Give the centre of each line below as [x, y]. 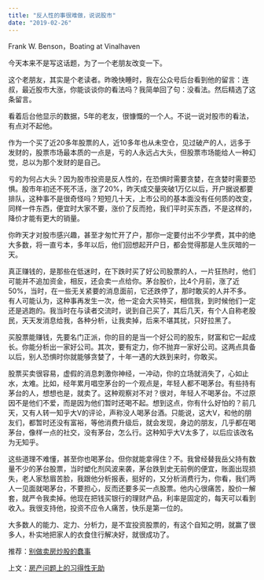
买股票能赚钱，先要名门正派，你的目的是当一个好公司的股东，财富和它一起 [128, 337]
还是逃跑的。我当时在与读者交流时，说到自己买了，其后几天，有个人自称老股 [132, 310]
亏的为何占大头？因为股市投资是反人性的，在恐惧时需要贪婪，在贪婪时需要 [128, 178]
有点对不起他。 [32, 126]
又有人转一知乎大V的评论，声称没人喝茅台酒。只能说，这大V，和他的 [133, 413]
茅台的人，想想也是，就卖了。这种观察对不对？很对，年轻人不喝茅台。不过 [128, 393]
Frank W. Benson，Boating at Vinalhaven [74, 46]
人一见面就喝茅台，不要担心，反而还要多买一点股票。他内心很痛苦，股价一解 [132, 488]
